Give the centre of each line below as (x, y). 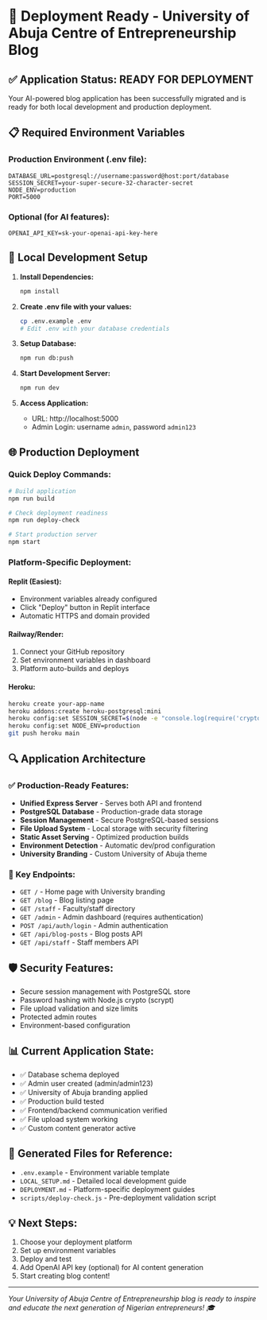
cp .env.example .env (55, 321)
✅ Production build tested (62, 1101)
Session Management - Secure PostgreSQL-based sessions (119, 820)
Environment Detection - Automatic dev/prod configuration (118, 845)
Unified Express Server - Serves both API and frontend (111, 803)
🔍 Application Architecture (77, 759)
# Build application (43, 491)
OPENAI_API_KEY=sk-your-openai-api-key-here (83, 233)
